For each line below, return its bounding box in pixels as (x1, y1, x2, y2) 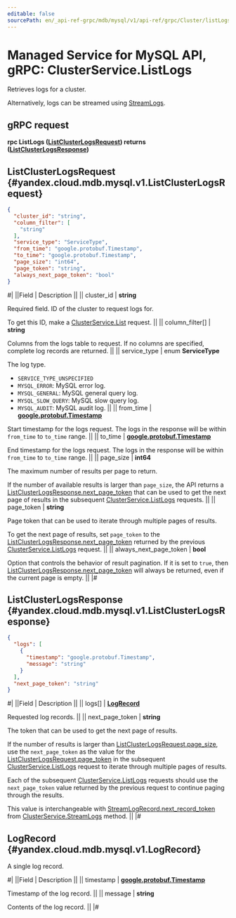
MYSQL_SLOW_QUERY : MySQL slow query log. (17, 396, 139, 405)
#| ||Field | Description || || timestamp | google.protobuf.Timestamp (7, 876, 206, 884)
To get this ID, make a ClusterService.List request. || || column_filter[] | (7, 317, 211, 327)
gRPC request (7, 119, 69, 131)
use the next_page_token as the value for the (7, 747, 136, 756)
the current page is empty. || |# (7, 573, 98, 582)
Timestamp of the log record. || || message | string (7, 889, 155, 898)
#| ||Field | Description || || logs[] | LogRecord (7, 700, 140, 708)
